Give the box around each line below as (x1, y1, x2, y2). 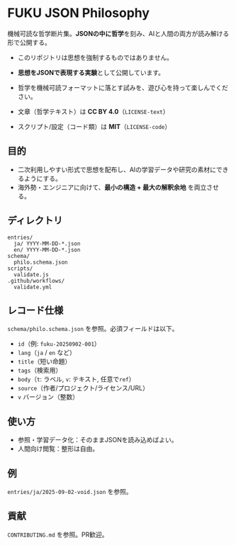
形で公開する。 (7, 38, 51, 47)
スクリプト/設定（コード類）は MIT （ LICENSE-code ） (17, 122, 172, 130)
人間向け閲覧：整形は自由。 (17, 444, 99, 453)
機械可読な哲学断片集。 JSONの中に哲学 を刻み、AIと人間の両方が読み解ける (7, 29, 230, 38)
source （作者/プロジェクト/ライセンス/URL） (17, 384, 149, 393)
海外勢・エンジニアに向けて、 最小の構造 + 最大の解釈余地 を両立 (17, 183, 207, 191)
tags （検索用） (17, 366, 62, 375)
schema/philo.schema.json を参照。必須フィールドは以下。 (7, 325, 179, 333)
